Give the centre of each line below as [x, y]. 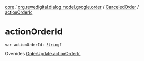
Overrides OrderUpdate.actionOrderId [43, 53]
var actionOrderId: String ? [33, 45]
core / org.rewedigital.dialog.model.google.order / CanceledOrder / [72, 7]
